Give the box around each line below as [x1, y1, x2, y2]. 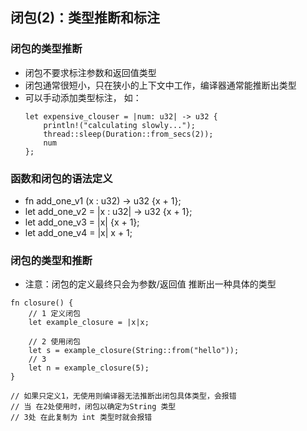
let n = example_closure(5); [28, 363, 150, 373]
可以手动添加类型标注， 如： [24, 91, 142, 103]
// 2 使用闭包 [28, 337, 81, 347]
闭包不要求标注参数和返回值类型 [24, 66, 157, 78]
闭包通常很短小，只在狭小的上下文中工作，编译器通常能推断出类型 [24, 79, 297, 91]
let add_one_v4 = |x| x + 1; [24, 226, 133, 238]
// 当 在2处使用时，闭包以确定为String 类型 [10, 402, 177, 412]
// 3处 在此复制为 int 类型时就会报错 [10, 413, 153, 423]
